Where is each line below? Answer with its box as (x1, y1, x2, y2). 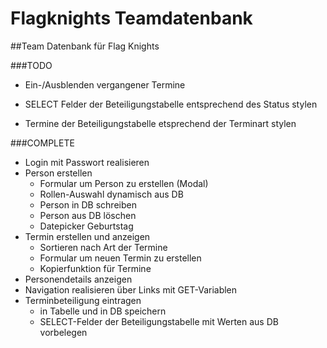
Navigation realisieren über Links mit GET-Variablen (24, 283, 238, 296)
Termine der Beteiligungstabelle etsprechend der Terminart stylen (24, 117, 297, 129)
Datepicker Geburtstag (39, 220, 134, 232)
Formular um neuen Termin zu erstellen (39, 252, 202, 264)
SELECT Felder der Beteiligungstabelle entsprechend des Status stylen (24, 98, 318, 110)
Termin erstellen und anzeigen (24, 230, 151, 242)
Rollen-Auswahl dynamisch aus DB (39, 188, 184, 200)
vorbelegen (39, 326, 88, 338)
